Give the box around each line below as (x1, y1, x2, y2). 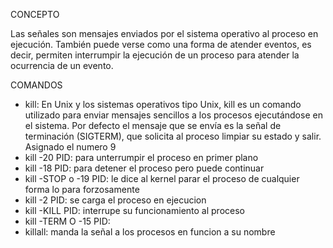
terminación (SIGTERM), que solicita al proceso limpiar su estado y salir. (24, 130, 322, 142)
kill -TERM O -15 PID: (24, 215, 111, 227)
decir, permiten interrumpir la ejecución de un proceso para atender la (10, 49, 300, 61)
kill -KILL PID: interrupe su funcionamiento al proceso (24, 205, 245, 216)
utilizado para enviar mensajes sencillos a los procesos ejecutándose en (24, 109, 323, 121)
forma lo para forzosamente (24, 184, 140, 195)
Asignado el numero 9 (24, 141, 117, 153)
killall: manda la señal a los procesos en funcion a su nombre (24, 226, 276, 238)
